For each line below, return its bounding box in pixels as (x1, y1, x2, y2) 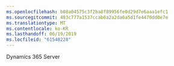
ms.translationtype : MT (6, 20, 66, 26)
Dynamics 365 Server (6, 53, 60, 60)
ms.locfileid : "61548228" (6, 37, 71, 43)
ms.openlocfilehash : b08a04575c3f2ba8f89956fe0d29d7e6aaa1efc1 (6, 8, 169, 15)
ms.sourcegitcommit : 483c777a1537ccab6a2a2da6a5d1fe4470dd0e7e (6, 14, 169, 20)
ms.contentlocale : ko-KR (6, 25, 69, 32)
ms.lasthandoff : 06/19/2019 (6, 31, 77, 37)
